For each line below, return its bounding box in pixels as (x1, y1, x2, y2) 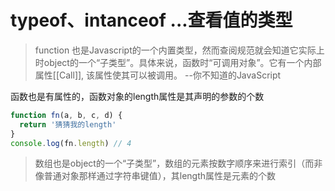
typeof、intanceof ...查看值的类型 (10, 9, 293, 32)
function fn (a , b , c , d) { (10, 110, 123, 120)
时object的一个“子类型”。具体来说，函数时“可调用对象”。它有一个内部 (34, 56, 322, 68)
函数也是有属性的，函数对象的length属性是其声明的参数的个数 (10, 90, 265, 102)
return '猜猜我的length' (19, 119, 117, 130)
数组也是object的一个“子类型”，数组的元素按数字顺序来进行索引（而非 (34, 157, 323, 170)
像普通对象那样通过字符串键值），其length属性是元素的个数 (34, 170, 277, 182)
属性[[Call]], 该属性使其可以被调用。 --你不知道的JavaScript (34, 69, 282, 81)
